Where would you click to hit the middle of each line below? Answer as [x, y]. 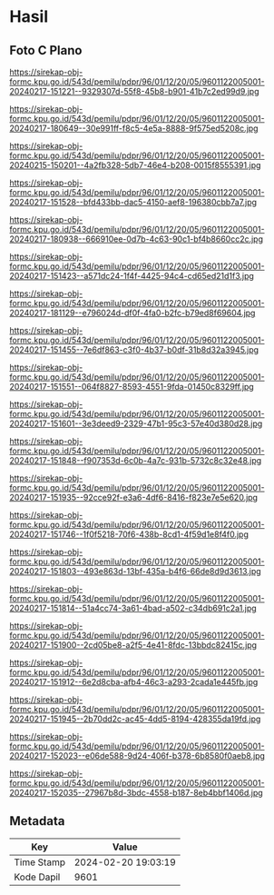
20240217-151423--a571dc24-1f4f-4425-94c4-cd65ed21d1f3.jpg [132, 276]
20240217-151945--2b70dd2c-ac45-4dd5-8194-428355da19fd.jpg [135, 719]
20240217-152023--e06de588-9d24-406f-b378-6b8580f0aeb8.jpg [137, 756]
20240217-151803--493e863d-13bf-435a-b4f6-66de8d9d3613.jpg [135, 571]
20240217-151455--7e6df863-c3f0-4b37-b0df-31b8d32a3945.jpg [134, 350]
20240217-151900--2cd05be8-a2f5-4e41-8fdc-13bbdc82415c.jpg [133, 645]
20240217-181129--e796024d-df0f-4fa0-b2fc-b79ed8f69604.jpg [132, 313]
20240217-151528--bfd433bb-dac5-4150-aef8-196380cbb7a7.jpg [133, 202]
